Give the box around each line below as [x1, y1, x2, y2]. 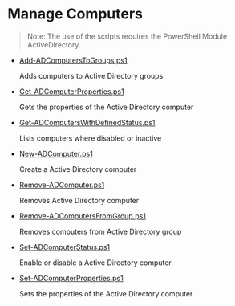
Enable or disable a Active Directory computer [18, 258, 172, 267]
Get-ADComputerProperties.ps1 [18, 86, 125, 96]
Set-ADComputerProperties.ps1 [18, 273, 124, 283]
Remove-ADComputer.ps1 [18, 180, 105, 190]
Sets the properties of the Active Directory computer [18, 288, 193, 298]
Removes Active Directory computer [18, 195, 140, 205]
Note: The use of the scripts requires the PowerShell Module [26, 31, 228, 41]
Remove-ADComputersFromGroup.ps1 [18, 210, 146, 221]
